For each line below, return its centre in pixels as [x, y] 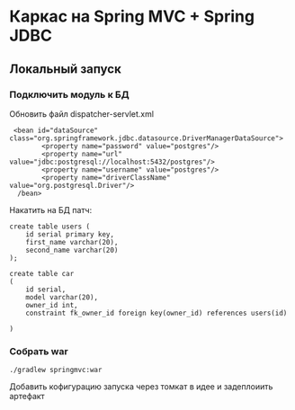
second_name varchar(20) [72, 250]
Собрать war [39, 351]
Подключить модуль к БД [69, 94]
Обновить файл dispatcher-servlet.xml [82, 113]
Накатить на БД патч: [51, 209]
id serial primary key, [70, 234]
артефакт [27, 397]
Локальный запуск [65, 69]
